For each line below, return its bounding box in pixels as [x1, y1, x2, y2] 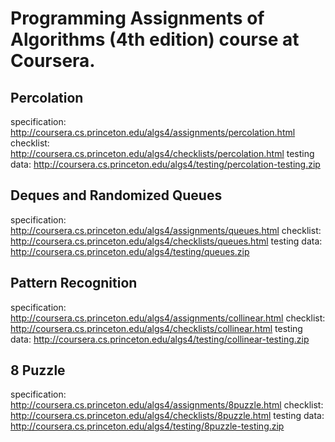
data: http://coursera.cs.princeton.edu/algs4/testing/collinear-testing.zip [10, 333, 310, 345]
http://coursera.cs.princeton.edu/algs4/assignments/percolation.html [10, 127, 296, 138]
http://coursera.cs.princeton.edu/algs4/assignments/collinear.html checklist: [10, 312, 326, 324]
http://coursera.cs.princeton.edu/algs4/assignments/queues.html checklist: [10, 224, 322, 236]
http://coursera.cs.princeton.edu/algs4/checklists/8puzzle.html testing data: [10, 410, 325, 422]
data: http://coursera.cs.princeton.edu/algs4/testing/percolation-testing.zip [10, 158, 321, 170]
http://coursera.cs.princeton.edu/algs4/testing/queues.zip [10, 245, 250, 257]
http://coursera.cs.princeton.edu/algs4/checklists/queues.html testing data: [10, 235, 323, 247]
